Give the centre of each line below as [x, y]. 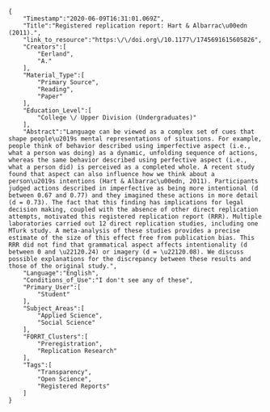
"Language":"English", [61, 273]
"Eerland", [56, 54]
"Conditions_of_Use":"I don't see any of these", [108, 280]
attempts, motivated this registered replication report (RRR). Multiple [135, 217]
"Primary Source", [68, 82]
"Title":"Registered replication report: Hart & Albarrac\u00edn [135, 26]
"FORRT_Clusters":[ [56, 337]
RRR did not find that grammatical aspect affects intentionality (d [128, 245]
